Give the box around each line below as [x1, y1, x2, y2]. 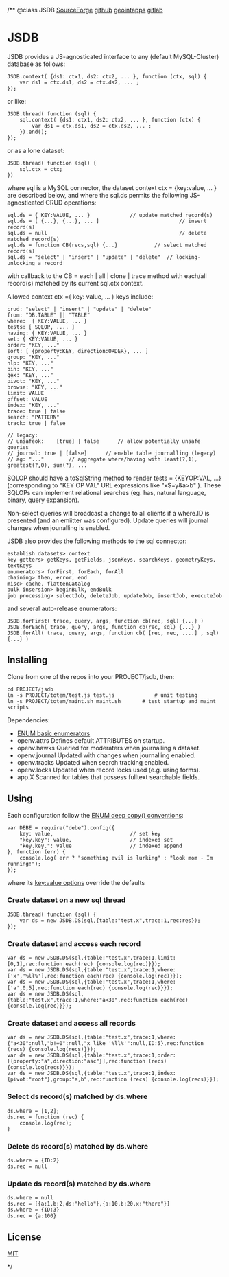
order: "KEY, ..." [7, 341, 60, 349]
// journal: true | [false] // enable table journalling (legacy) [7, 450, 216, 457]
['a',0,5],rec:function [7, 985, 75, 991]
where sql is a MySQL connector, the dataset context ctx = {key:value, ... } [7, 183, 217, 192]
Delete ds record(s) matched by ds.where [7, 1141, 149, 1151]
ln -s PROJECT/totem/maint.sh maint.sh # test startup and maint [7, 698, 216, 704]
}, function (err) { [7, 848, 67, 855]
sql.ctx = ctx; [19, 165, 63, 172]
